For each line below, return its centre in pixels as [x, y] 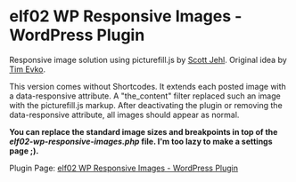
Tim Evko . [28, 69]
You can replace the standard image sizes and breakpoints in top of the [144, 131]
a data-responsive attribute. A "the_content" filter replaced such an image [145, 96]
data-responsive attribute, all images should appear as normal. [124, 115]
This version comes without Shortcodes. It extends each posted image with [148, 86]
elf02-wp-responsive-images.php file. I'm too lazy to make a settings [141, 141]
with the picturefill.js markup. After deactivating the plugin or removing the [146, 105]
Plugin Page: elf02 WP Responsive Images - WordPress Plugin [124, 168]
